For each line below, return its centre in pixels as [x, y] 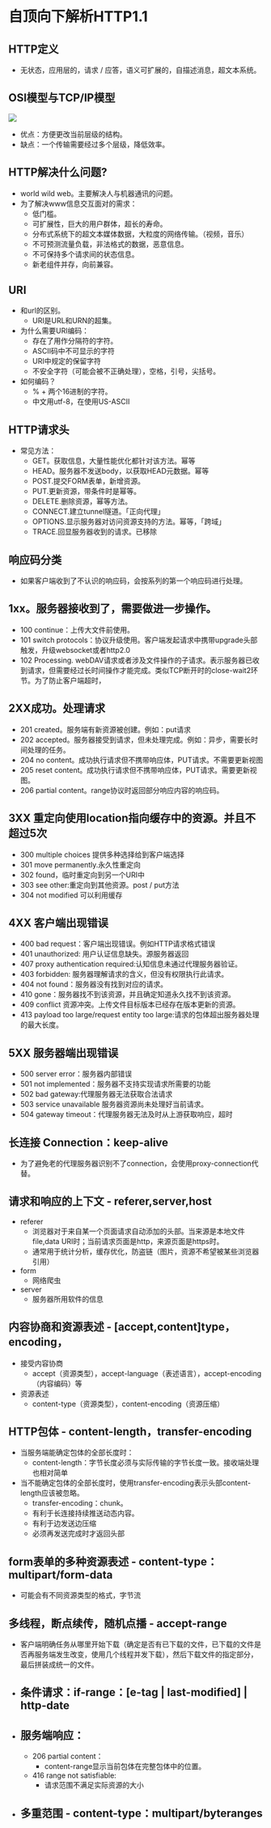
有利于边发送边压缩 [64, 1523]
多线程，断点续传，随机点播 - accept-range [118, 1623]
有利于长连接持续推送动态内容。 [85, 1513]
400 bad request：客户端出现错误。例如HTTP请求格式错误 [118, 944]
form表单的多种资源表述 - [72, 1561]
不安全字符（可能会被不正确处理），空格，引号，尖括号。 [126, 371]
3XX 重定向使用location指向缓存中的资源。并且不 [132, 818]
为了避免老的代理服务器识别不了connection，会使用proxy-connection [136, 1163]
